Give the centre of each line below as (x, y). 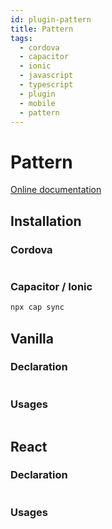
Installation (46, 221)
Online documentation (56, 190)
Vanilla (32, 338)
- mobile (37, 103)
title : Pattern (42, 29)
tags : (21, 38)
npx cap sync (37, 307)
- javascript (46, 76)
